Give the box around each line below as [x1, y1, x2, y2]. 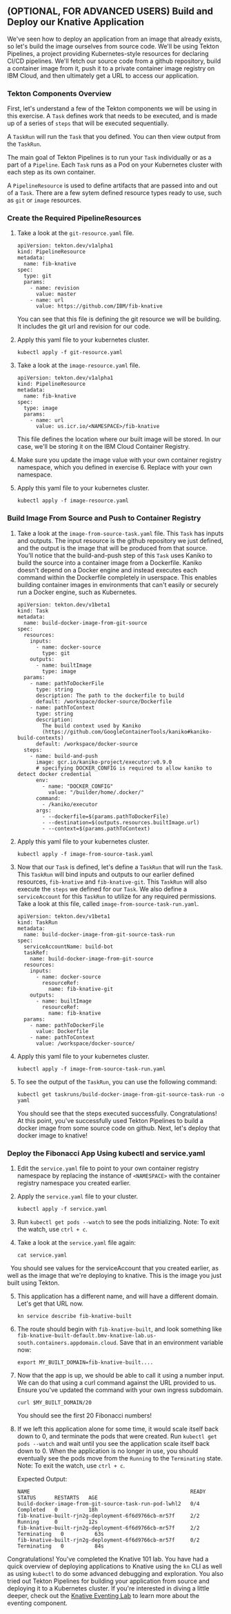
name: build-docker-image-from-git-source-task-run [23, 931, 175, 938]
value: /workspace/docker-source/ [35, 1040, 135, 1047]
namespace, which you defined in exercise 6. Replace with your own [17, 463, 212, 472]
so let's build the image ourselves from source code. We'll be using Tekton [7, 41, 219, 50]
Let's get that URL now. [17, 1299, 84, 1308]
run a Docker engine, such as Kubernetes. [17, 588, 137, 596]
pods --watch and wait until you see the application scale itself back [17, 1440, 210, 1447]
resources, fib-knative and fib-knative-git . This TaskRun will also [17, 878, 208, 886]
